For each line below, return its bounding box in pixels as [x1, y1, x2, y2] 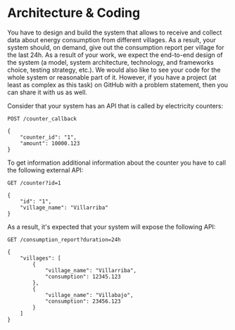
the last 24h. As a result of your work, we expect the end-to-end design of [7, 51, 223, 59]
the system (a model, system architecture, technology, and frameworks [7, 58, 215, 66]
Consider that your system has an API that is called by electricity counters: [7, 101, 224, 110]
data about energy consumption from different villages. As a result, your [7, 35, 216, 44]
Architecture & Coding [7, 5, 141, 21]
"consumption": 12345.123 [44, 273, 121, 280]
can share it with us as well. [7, 88, 88, 96]
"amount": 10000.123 [20, 139, 80, 147]
